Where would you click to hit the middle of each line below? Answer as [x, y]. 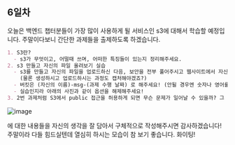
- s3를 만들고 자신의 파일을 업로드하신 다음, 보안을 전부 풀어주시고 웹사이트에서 [114, 72]
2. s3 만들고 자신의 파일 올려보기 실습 [57, 66]
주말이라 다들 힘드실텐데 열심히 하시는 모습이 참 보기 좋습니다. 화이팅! [101, 134]
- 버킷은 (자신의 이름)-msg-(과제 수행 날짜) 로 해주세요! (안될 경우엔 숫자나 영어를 [121, 85]
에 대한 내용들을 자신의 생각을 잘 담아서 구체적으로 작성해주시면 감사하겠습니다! [115, 125]
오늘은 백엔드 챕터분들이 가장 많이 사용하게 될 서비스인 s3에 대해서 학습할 [107, 31]
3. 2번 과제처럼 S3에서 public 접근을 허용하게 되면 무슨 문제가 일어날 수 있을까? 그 [116, 98]
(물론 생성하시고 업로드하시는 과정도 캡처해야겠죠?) [84, 79]
